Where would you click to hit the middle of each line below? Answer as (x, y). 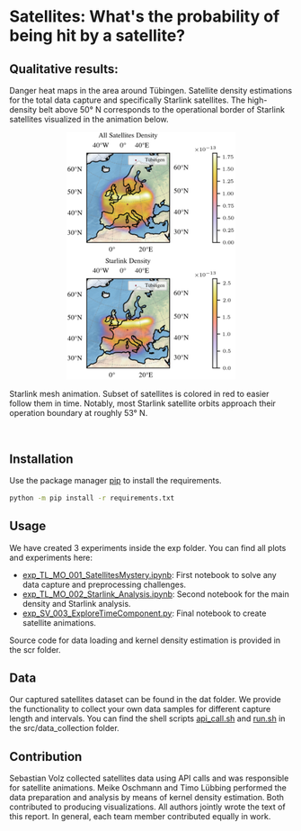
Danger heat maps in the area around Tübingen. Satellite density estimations (151, 90)
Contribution (46, 757)
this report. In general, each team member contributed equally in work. (140, 817)
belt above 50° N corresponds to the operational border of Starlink (162, 109)
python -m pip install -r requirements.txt (92, 498)
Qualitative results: (64, 69)
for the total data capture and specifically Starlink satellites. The (127, 100)
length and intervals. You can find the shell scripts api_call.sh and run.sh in (147, 718)
